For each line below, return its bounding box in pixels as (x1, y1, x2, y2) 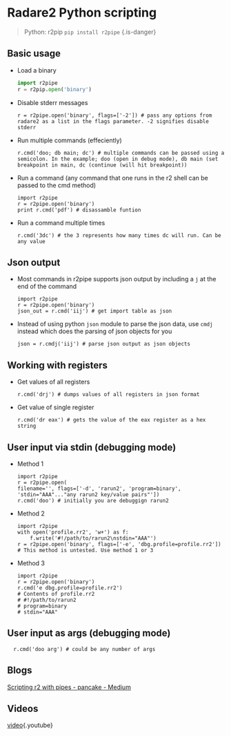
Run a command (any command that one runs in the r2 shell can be (17, 173, 208, 182)
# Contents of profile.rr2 (17, 590, 95, 597)
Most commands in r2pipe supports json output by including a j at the (17, 275, 217, 283)
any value (17, 238, 46, 245)
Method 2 (17, 509, 45, 518)
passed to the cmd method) (17, 181, 97, 189)
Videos (7, 703, 39, 715)
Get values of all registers (17, 378, 90, 386)
